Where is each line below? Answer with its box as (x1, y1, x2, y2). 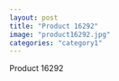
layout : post (9, 13, 59, 22)
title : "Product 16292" (9, 22, 99, 31)
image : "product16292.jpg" (9, 30, 111, 39)
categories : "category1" (9, 38, 103, 48)
